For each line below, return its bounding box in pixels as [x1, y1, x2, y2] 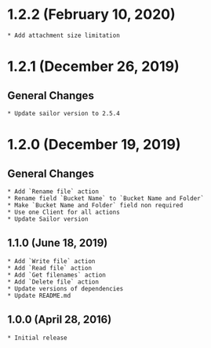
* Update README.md [7, 291, 71, 299]
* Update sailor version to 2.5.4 [7, 109, 121, 117]
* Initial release [7, 334, 67, 342]
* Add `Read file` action [7, 264, 92, 272]
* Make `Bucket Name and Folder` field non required [7, 201, 184, 209]
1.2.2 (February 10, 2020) [7, 5, 176, 24]
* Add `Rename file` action [7, 187, 100, 196]
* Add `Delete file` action [7, 277, 100, 286]
